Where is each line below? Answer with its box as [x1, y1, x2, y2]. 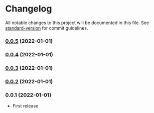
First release [12, 102, 39, 108]
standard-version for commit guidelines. [5, 25, 88, 31]
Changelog [5, 3, 52, 15]
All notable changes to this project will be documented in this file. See [5, 20, 149, 26]
